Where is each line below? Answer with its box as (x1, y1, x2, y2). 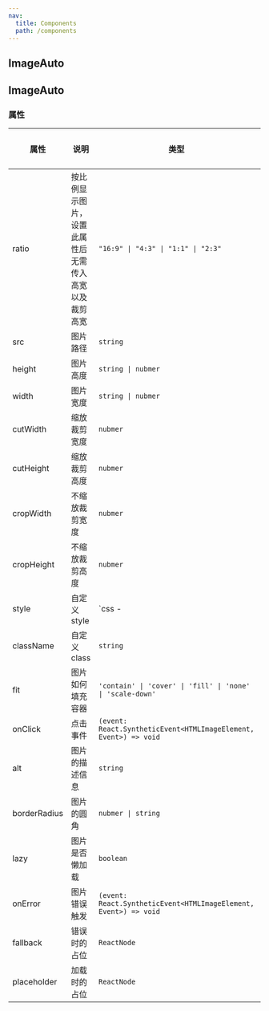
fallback (12, 937, 42, 948)
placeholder (12, 976, 58, 988)
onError (12, 898, 42, 909)
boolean (98, 854, 128, 863)
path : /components (15, 26, 78, 35)
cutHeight (12, 463, 50, 474)
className (12, 640, 54, 652)
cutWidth (12, 424, 47, 435)
